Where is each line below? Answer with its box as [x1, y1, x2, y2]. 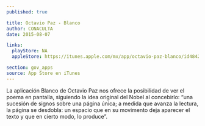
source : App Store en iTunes [6, 70, 81, 76]
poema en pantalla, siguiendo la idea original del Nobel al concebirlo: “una [6, 93, 193, 100]
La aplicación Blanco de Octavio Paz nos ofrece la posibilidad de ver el [6, 86, 185, 94]
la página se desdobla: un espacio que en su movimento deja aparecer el [6, 106, 190, 113]
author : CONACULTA [6, 26, 53, 32]
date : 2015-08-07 [6, 31, 51, 37]
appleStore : [12, 54, 43, 60]
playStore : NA [12, 48, 48, 54]
